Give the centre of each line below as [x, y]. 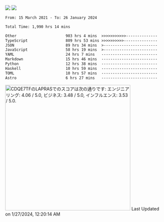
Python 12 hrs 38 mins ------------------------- [81, 64]
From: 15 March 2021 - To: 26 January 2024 [51, 18]
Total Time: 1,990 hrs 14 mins [38, 27]
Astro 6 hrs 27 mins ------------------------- [81, 78]
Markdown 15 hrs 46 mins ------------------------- [81, 59]
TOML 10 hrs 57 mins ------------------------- [81, 73]
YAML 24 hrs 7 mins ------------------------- [81, 55]
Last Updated [145, 208]
